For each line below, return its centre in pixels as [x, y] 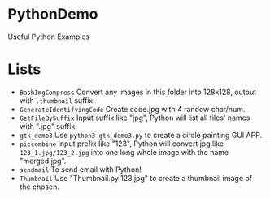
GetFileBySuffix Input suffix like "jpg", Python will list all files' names [135, 118]
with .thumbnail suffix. [57, 100]
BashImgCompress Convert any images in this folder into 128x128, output [138, 92]
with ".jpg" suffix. [48, 126]
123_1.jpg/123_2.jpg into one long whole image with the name [124, 152]
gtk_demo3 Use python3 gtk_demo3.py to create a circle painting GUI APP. [141, 135]
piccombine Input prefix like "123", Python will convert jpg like [122, 144]
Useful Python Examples [49, 37]
